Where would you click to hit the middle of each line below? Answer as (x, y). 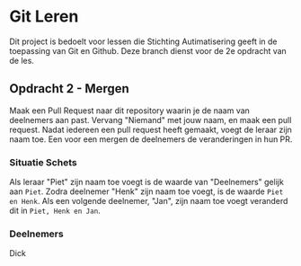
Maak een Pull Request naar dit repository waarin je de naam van (129, 111)
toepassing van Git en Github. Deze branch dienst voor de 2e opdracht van (148, 50)
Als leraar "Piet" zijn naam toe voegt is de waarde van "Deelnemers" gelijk (147, 182)
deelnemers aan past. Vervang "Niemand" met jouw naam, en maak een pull (150, 120)
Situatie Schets (44, 162)
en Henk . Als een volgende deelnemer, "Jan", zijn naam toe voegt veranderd (149, 201)
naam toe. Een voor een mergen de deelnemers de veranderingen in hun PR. (151, 139)
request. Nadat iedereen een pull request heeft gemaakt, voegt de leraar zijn (150, 129)
